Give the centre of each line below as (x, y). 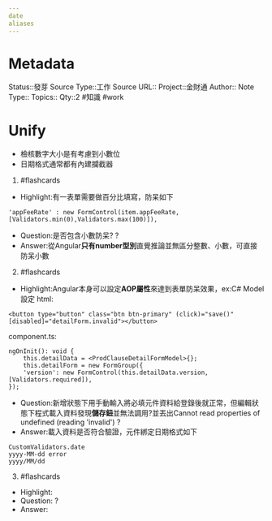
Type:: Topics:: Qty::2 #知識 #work (66, 97)
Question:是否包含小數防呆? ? (69, 235)
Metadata (41, 64)
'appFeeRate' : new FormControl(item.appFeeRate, (94, 213)
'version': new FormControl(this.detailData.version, (116, 373)
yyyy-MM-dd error (38, 454)
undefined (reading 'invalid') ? (70, 422)
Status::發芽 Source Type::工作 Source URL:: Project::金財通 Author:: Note (131, 87)
